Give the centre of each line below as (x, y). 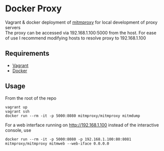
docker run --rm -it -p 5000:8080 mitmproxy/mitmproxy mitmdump (73, 116)
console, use (18, 130)
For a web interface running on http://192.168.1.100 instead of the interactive (82, 125)
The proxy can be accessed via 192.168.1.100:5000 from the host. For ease (81, 33)
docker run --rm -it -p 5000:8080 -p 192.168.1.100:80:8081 (68, 139)
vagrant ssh (17, 112)
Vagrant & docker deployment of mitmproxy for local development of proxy (82, 22)
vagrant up (16, 107)
